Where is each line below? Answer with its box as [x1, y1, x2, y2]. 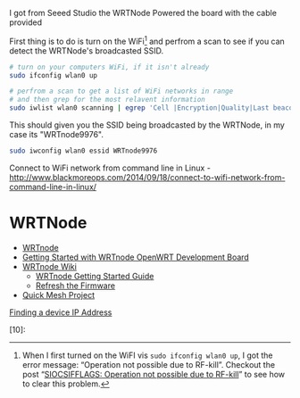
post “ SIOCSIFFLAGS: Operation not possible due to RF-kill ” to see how [21, 369, 286, 379]
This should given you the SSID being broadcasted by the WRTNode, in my [9, 120, 286, 130]
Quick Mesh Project [21, 289, 96, 300]
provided [9, 17, 43, 28]
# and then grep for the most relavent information [9, 95, 205, 104]
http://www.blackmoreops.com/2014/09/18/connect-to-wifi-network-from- [9, 171, 286, 182]
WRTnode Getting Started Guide [35, 270, 154, 281]
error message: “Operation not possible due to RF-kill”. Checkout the [21, 359, 275, 369]
